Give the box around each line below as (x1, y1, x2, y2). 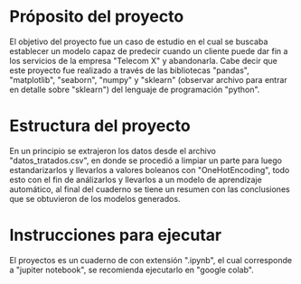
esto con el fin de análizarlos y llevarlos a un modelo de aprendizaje (9, 174, 262, 185)
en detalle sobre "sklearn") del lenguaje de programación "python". (9, 84, 260, 95)
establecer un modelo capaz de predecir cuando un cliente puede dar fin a (9, 45, 288, 56)
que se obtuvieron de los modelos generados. (9, 193, 181, 204)
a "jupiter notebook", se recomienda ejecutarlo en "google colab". (9, 264, 255, 275)
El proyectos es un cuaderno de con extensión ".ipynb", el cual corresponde (9, 254, 292, 265)
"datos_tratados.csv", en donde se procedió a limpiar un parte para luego (9, 155, 283, 166)
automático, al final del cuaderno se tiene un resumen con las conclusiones (9, 183, 291, 195)
